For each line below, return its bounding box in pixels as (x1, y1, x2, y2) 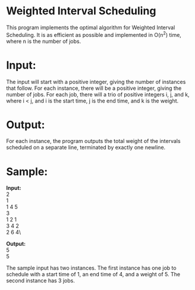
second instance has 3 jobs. (6, 277, 76, 284)
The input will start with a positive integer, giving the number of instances (6, 78, 186, 85)
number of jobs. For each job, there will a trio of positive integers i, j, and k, (6, 91, 190, 98)
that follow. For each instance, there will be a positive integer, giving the (6, 85, 182, 92)
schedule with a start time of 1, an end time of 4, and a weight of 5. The (6, 271, 180, 278)
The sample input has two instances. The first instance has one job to (6, 264, 177, 272)
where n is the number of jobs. (6, 38, 81, 45)
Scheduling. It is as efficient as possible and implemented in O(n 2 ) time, (6, 30, 181, 38)
